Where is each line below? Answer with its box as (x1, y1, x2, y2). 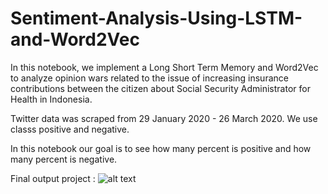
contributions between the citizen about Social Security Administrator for (10, 82, 311, 94)
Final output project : (10, 172, 96, 184)
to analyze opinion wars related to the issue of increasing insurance (10, 72, 289, 84)
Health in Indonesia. (10, 93, 93, 105)
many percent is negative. (10, 153, 118, 165)
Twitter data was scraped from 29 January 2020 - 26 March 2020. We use (10, 112, 318, 124)
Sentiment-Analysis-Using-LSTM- (10, 7, 303, 30)
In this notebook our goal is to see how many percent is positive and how (10, 142, 312, 154)
